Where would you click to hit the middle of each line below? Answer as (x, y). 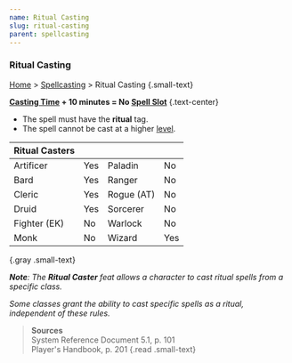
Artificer (31, 165)
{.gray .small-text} (42, 260)
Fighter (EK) (39, 223)
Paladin (123, 165)
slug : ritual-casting (49, 26)
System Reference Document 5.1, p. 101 (103, 340)
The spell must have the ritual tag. (85, 119)
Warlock (125, 223)
